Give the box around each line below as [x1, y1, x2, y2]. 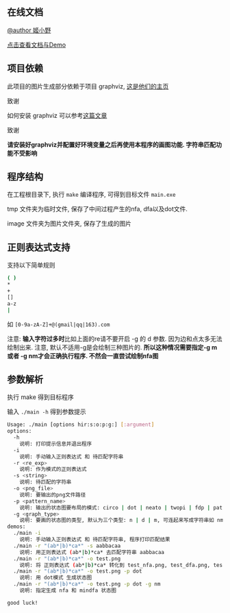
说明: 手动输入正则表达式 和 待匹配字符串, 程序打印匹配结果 [19, 536, 170, 543]
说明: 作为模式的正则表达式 [19, 466, 87, 473]
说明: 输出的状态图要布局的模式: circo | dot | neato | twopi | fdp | [19, 504, 211, 511]
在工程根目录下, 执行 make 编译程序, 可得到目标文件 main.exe [7, 191, 176, 199]
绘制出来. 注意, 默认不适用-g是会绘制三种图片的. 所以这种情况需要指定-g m [7, 343, 218, 351]
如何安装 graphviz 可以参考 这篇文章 [7, 111, 107, 119]
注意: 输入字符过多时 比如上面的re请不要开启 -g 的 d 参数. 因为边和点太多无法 [7, 335, 222, 343]
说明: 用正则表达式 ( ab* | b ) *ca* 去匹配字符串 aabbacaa [19, 549, 165, 555]
